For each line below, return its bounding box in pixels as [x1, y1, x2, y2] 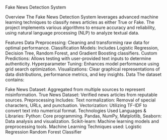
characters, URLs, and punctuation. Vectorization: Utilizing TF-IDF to [5, 102, 147, 108]
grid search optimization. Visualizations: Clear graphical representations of [5, 66, 160, 72]
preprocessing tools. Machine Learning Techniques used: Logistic [5, 123, 142, 129]
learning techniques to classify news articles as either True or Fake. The [5, 19, 154, 25]
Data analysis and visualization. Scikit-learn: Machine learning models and [5, 118, 159, 124]
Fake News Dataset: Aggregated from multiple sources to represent [5, 86, 145, 92]
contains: [5, 77, 25, 82]
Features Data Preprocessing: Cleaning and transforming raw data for [5, 39, 150, 45]
